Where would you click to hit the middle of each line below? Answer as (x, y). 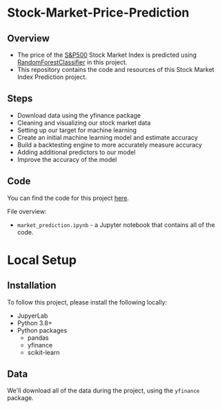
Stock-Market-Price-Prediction (98, 13)
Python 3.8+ (35, 322)
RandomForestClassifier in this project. (72, 62)
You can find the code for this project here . (68, 198)
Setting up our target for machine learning (77, 130)
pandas (38, 338)
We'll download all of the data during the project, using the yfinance (103, 391)
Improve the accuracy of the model (67, 159)
